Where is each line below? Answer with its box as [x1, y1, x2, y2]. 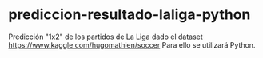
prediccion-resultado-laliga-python [8, 6, 251, 24]
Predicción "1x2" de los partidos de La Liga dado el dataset [8, 32, 204, 41]
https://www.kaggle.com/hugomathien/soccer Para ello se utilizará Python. [8, 40, 256, 49]
